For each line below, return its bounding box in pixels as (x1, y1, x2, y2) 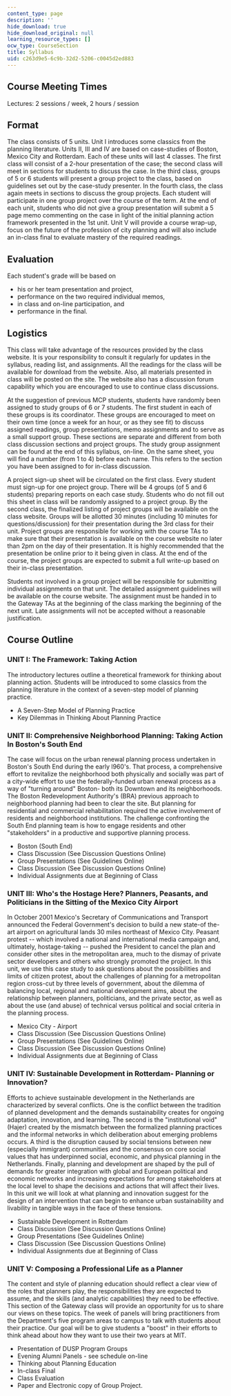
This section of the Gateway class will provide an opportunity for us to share (7, 1301, 224, 1309)
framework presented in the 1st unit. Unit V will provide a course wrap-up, (7, 219, 217, 227)
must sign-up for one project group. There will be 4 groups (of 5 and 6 (7, 483, 208, 491)
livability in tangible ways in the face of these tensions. (7, 1203, 163, 1212)
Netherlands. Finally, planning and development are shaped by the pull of (7, 1159, 215, 1167)
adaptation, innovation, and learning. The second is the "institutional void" (7, 1116, 217, 1124)
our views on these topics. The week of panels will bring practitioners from (7, 1309, 220, 1317)
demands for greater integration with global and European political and (7, 1167, 208, 1175)
